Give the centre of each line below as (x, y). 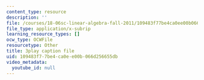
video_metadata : (27, 62)
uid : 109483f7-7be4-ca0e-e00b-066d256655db (62, 57)
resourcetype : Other (32, 46)
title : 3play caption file (40, 51)
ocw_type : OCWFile (29, 40)
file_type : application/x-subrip (49, 29)
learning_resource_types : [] (43, 34)
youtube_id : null (34, 68)
